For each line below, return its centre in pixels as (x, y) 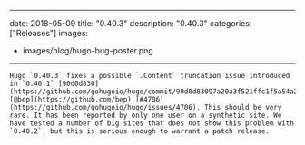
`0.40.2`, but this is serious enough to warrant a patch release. (140, 131)
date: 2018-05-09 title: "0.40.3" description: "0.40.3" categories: (131, 23)
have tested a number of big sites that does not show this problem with (152, 123)
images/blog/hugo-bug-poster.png (88, 50)
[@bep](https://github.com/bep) (70, 100)
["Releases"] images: (49, 33)
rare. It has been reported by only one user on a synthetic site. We (146, 115)
